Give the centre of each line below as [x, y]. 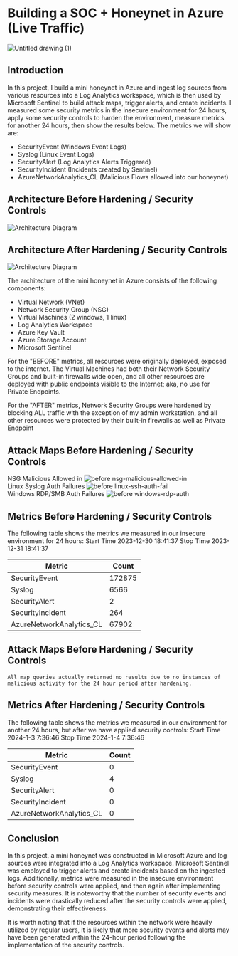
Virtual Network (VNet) [51, 302]
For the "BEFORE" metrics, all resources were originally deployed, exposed [117, 362]
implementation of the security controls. [66, 945]
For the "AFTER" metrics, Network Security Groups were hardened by [109, 405]
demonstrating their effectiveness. [58, 908]
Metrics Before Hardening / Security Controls [110, 516]
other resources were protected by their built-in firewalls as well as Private [116, 421]
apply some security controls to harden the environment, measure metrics [116, 117]
